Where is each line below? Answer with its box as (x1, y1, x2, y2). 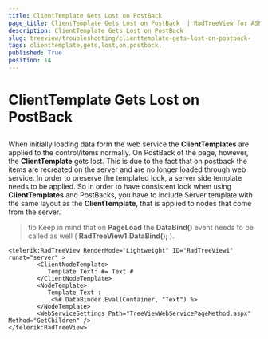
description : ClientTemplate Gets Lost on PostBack (8, 26, 183, 34)
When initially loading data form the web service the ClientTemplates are (8, 139, 250, 149)
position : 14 (8, 57, 52, 65)
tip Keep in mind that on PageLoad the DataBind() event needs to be (27, 223, 254, 233)
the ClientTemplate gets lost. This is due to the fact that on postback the (8, 157, 248, 166)
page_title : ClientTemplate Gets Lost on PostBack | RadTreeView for (8, 19, 248, 27)
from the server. (8, 207, 61, 217)
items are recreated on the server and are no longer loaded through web (8, 165, 246, 174)
